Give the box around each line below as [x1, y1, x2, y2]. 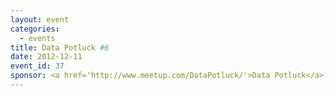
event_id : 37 [10, 61, 65, 71]
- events [19, 33, 56, 43]
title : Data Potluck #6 [10, 42, 110, 53]
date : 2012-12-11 [10, 52, 83, 62]
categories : [10, 24, 60, 34]
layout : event [10, 14, 70, 25]
